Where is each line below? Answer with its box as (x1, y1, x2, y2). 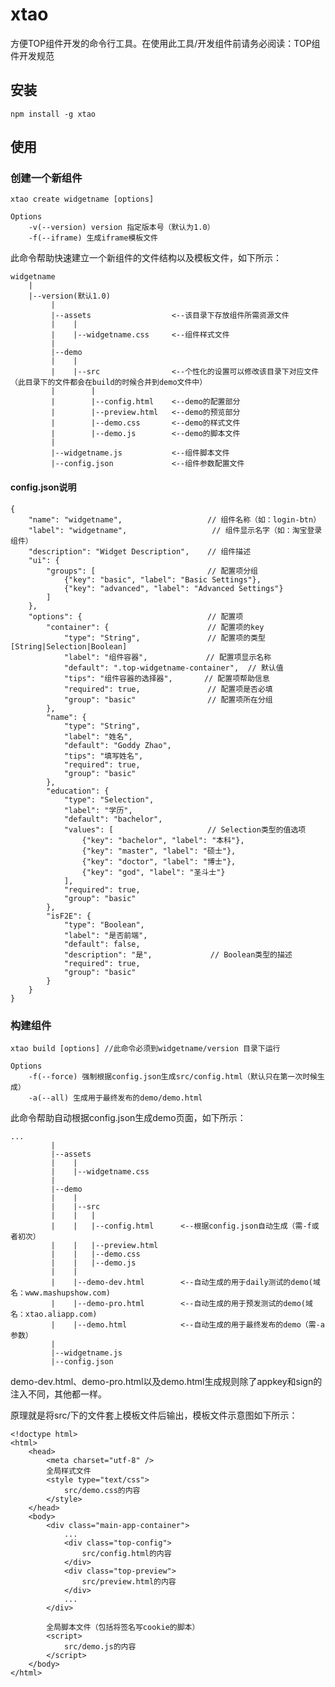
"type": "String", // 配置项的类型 (63, 633, 266, 643)
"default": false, (63, 939, 141, 949)
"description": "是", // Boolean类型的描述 (63, 949, 293, 960)
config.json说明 (10, 481, 77, 493)
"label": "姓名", (63, 731, 133, 742)
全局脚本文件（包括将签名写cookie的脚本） (46, 1622, 200, 1632)
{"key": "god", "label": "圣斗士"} (81, 867, 226, 877)
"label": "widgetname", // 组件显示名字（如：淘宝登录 (28, 525, 323, 535)
